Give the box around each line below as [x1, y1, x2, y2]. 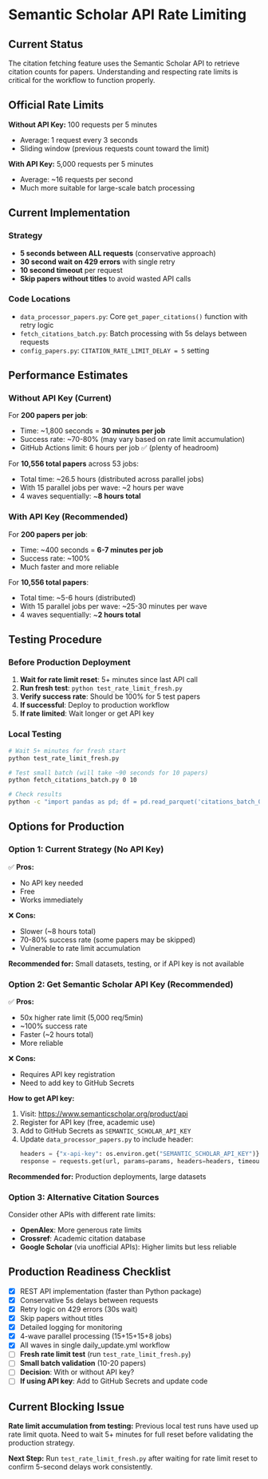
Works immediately [19, 895, 84, 905]
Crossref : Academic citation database [19, 1234, 146, 1244]
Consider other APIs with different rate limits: [8, 1210, 156, 1220]
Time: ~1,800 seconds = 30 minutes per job [19, 426, 166, 436]
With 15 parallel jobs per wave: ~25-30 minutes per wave [19, 601, 207, 611]
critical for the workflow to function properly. [8, 76, 156, 85]
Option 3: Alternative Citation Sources [8, 1191, 160, 1202]
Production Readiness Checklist [8, 1265, 171, 1279]
